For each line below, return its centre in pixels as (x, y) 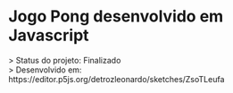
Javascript (49, 35)
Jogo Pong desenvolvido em (116, 17)
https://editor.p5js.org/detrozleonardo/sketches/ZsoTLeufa (116, 79)
